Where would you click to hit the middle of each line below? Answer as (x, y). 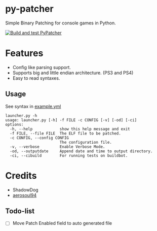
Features (24, 53)
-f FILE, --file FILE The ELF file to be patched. (66, 133)
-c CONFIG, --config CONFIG (40, 138)
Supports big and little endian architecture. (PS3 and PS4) (73, 73)
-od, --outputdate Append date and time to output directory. (81, 151)
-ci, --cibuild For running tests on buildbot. (69, 155)
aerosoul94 (25, 195)
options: (14, 124)
